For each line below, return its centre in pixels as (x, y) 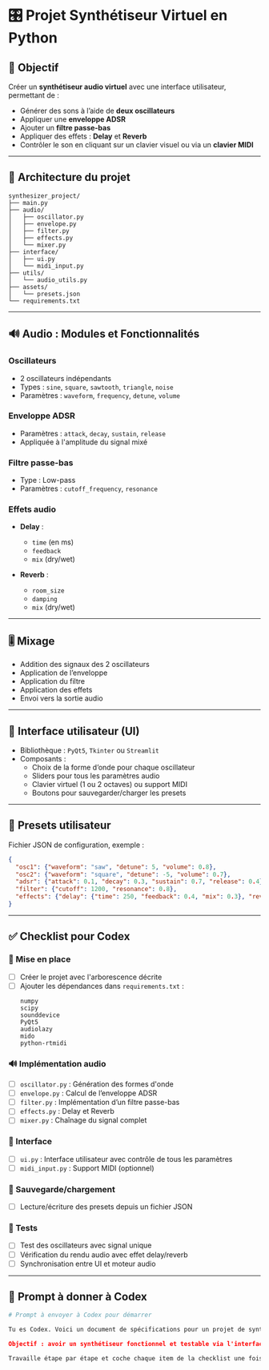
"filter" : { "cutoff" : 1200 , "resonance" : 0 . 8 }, (96, 890)
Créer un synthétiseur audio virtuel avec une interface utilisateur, (117, 86)
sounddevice (40, 1015)
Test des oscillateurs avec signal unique (86, 1245)
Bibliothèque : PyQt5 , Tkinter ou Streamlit (89, 750)
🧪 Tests (23, 1228)
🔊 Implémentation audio (57, 1063)
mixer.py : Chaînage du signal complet (83, 1120)
